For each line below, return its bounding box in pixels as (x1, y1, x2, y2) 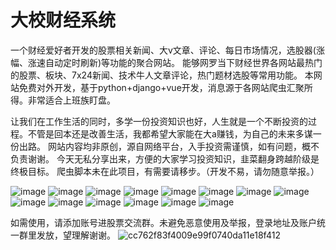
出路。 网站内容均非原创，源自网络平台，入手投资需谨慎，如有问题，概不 (18, 140, 320, 152)
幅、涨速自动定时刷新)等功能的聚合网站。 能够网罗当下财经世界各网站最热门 (10, 56, 323, 68)
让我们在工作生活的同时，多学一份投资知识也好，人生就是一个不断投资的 (10, 115, 308, 127)
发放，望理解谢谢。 (36, 229, 116, 241)
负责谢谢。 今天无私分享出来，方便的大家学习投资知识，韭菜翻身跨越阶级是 (10, 152, 320, 165)
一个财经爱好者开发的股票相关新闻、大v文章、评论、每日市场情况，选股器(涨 (10, 44, 325, 56)
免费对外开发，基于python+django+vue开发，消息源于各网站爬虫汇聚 (18, 81, 305, 93)
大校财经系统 (10, 9, 117, 32)
